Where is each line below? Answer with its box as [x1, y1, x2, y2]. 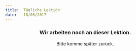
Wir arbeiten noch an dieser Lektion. [39, 29, 131, 36]
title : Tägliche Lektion [5, 7, 60, 13]
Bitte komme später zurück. [56, 40, 114, 46]
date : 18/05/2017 [5, 12, 47, 17]
